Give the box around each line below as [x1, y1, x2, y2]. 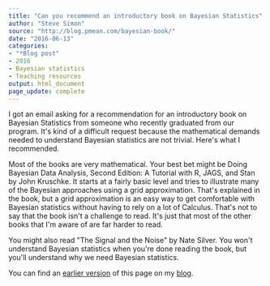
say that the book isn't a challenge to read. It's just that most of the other [8, 211, 251, 221]
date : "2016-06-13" [8, 34, 75, 43]
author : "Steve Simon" [8, 19, 85, 28]
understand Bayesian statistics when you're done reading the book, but [8, 244, 247, 254]
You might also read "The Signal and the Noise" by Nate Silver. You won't [8, 236, 253, 245]
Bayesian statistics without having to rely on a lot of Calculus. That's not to [8, 203, 258, 212]
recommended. [8, 143, 59, 154]
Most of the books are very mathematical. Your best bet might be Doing [8, 160, 248, 169]
